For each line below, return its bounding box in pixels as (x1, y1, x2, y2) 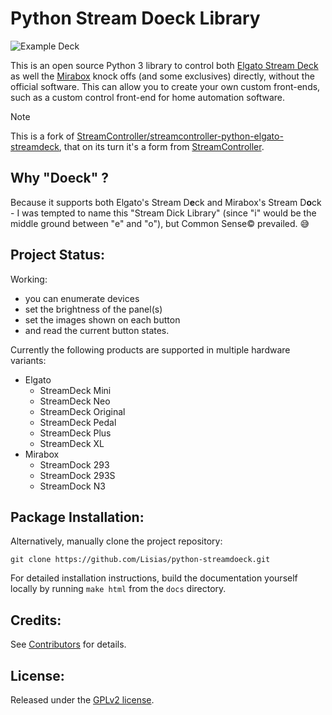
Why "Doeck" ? (10, 170, 110, 187)
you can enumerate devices (24, 292, 140, 304)
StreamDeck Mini (39, 384, 112, 396)
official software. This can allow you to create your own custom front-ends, (10, 80, 321, 92)
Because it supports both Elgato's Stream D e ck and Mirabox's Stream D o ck (10, 196, 322, 208)
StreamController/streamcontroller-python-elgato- (76, 130, 284, 142)
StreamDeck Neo (39, 395, 111, 407)
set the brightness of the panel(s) (24, 303, 163, 315)
